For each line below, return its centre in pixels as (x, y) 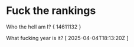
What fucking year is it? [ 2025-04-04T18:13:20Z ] (67, 38)
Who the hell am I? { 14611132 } (44, 27)
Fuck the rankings (51, 11)
